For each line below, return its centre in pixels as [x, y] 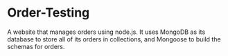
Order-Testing [49, 13]
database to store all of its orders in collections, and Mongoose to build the [114, 39]
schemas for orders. [36, 46]
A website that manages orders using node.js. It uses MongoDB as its [106, 32]
